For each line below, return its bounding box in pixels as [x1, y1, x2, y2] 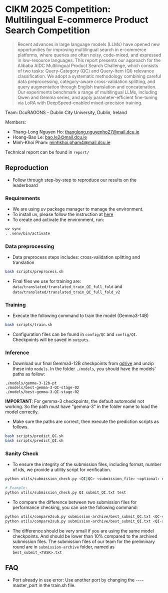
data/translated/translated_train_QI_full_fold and [12, 283, 122, 289]
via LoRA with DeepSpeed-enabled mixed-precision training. [17, 99, 142, 105]
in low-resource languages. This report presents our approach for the [17, 57, 161, 63]
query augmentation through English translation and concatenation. [17, 83, 156, 89]
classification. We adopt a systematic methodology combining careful [17, 73, 161, 79]
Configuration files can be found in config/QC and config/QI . [12, 331, 137, 337]
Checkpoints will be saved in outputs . [12, 336, 90, 343]
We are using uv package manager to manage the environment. [12, 206, 144, 212]
